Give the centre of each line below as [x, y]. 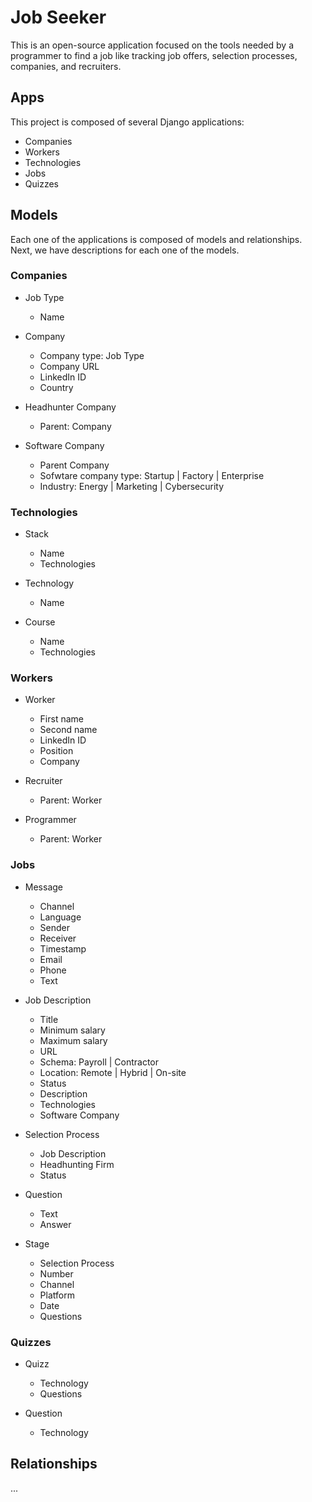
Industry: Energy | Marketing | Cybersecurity [132, 486]
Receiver [58, 938]
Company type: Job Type [92, 355]
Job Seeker [58, 17]
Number [56, 1273]
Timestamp [63, 948]
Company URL [69, 366]
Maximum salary [73, 1040]
